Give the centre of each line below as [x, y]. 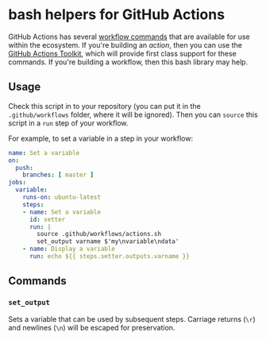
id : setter [47, 219]
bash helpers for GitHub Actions [116, 15]
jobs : [17, 183]
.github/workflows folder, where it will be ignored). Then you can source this [133, 114]
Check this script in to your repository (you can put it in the [104, 106]
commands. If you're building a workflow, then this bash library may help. [128, 62]
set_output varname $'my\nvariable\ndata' [108, 241]
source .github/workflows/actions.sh [99, 234]
